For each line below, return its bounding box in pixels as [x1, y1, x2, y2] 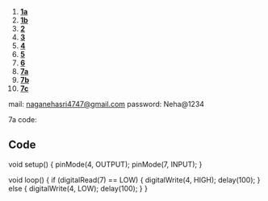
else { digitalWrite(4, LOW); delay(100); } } [8, 183, 148, 193]
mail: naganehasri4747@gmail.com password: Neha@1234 [8, 100, 204, 109]
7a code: [8, 115, 38, 124]
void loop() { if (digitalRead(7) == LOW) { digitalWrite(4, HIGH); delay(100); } [8, 174, 261, 184]
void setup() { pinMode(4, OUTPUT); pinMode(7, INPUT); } [8, 159, 203, 169]
